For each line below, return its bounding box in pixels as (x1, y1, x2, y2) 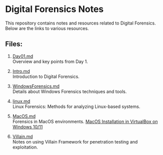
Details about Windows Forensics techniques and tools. (12, 88, 127, 94)
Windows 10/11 (12, 123, 43, 129)
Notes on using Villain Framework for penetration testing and (12, 138, 138, 144)
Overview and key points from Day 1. (12, 58, 88, 64)
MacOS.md (12, 113, 36, 119)
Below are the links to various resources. (5, 25, 89, 31)
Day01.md (12, 53, 33, 59)
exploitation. (12, 144, 38, 150)
